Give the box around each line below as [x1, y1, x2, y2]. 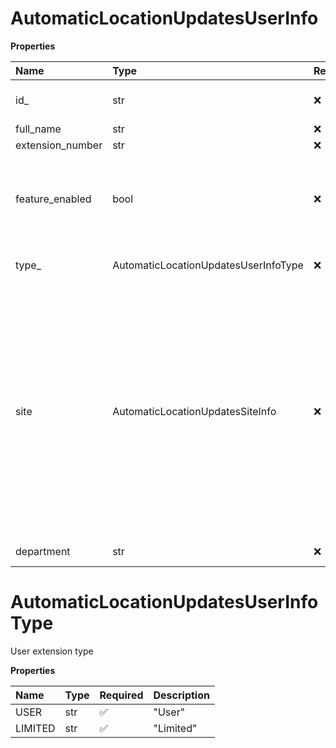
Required [99, 688, 144, 702]
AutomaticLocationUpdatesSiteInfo [112, 404, 277, 418]
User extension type [10, 645, 94, 657]
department [15, 544, 71, 558]
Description [153, 688, 210, 702]
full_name [15, 122, 62, 136]
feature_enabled [15, 192, 92, 206]
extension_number [15, 138, 103, 152]
